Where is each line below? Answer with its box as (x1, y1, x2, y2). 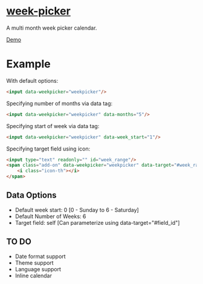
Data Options (6, 190, 57, 201)
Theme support (14, 259, 54, 266)
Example (6, 57, 51, 71)
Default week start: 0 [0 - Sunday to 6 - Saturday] (14, 206, 139, 213)
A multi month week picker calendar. (6, 24, 97, 31)
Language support (14, 265, 62, 273)
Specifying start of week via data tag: (6, 122, 100, 129)
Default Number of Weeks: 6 (14, 213, 86, 220)
